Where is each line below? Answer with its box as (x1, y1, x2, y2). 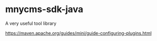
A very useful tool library (5, 20, 57, 26)
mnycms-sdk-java (5, 4, 83, 15)
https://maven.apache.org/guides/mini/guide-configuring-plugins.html (5, 30, 152, 36)
